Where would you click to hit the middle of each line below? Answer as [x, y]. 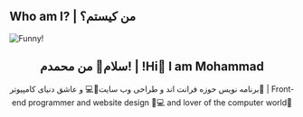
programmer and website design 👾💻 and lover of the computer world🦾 [160, 102]
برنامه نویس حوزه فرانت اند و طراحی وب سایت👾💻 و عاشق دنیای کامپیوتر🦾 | [139, 89]
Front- [283, 89]
